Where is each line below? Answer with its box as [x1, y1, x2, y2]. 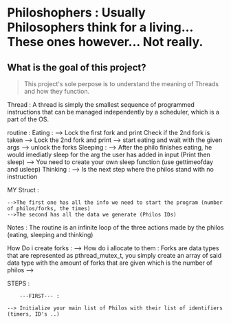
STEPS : [7, 279, 30, 287]
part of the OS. [7, 115, 49, 123]
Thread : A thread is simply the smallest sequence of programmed [7, 101, 195, 108]
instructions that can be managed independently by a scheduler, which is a [7, 108, 220, 116]
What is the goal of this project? [7, 61, 146, 73]
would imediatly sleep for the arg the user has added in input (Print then [7, 150, 211, 159]
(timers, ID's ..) [7, 311, 60, 318]
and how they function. [23, 88, 90, 95]
